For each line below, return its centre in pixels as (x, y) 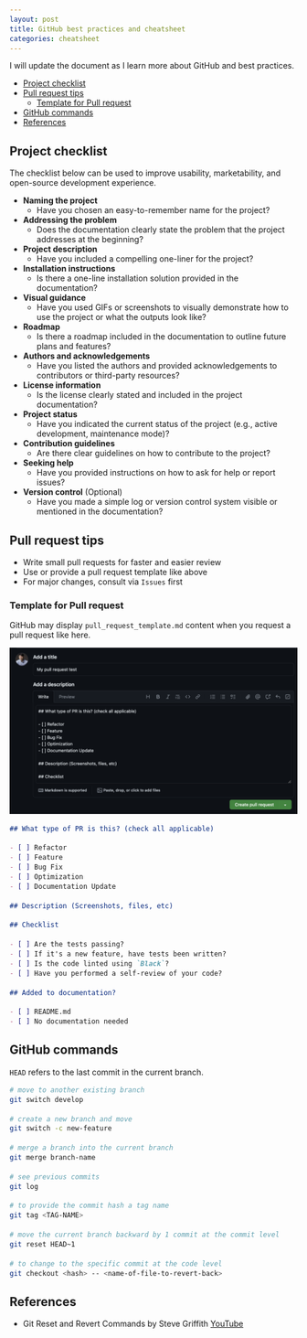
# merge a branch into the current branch (91, 1148)
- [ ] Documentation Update (63, 886)
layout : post (34, 19)
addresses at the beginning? (90, 240)
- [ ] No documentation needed (69, 1022)
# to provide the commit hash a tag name (90, 1206)
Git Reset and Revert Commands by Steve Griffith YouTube (133, 1324)
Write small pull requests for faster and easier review (122, 562)
